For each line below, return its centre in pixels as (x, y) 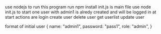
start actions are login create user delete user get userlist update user (75, 17)
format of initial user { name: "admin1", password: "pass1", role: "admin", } (79, 26)
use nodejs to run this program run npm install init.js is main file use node (78, 7)
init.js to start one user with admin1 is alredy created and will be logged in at (81, 12)
